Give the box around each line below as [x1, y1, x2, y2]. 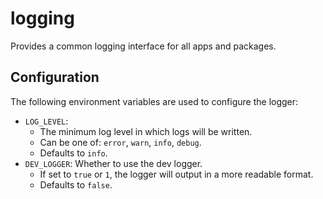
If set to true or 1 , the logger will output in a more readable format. [39, 168, 314, 180]
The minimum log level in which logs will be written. [39, 125, 253, 137]
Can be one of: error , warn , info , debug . [39, 136, 202, 148]
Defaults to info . [39, 147, 108, 159]
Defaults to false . [39, 178, 113, 191]
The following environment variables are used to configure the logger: [10, 95, 299, 107]
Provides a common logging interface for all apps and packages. [10, 40, 277, 52]
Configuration [10, 69, 100, 86]
